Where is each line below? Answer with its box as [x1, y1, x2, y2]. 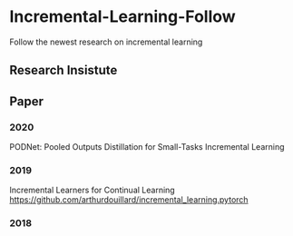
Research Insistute [9, 63, 118, 78]
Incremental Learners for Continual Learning [9, 184, 175, 196]
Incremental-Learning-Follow [9, 6, 236, 27]
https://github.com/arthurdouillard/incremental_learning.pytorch [9, 194, 249, 205]
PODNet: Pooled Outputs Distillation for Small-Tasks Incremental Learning [9, 142, 285, 152]
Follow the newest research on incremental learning [9, 36, 203, 47]
